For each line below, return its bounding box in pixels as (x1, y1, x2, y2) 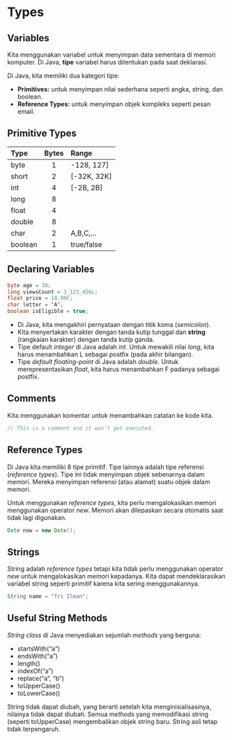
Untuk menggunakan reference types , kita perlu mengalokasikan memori (7, 498, 217, 507)
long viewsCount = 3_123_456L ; (7, 288, 98, 296)
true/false (70, 239, 102, 249)
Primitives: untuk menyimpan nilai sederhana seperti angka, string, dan (17, 85, 224, 93)
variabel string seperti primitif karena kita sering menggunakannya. (7, 579, 200, 588)
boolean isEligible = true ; (7, 308, 89, 315)
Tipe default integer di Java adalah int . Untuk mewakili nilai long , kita (17, 343, 215, 351)
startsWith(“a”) (17, 644, 61, 653)
